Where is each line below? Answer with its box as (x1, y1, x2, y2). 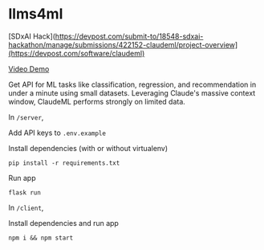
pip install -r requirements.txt (8, 158, 120, 167)
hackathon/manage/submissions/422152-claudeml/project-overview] (8, 39, 238, 49)
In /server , (8, 112, 44, 121)
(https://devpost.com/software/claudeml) (8, 48, 145, 58)
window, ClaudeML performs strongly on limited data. (8, 96, 186, 106)
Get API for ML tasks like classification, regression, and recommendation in (8, 80, 257, 89)
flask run (8, 188, 42, 197)
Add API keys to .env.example (8, 128, 107, 137)
